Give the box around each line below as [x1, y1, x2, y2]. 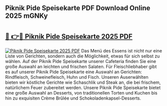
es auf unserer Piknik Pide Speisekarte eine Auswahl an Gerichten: [5, 69, 142, 75]
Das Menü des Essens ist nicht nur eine [81, 48, 163, 53]
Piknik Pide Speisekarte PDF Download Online [5, 4, 151, 12]
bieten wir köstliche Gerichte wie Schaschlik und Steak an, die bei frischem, [5, 79, 161, 85]
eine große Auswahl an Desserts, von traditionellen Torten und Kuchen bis [5, 90, 158, 96]
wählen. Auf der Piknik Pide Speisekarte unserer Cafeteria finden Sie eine [5, 58, 156, 64]
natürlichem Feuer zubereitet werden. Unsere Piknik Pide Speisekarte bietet [5, 85, 161, 91]
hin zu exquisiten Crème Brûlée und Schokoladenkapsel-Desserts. [5, 95, 141, 101]
